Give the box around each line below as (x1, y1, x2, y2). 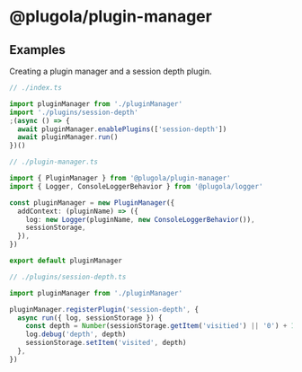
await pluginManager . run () (17, 133, 119, 142)
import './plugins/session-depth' (9, 108, 139, 117)
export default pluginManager (9, 256, 123, 265)
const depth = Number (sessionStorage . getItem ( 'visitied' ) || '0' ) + (25, 322, 288, 331)
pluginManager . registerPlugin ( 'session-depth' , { (9, 305, 200, 314)
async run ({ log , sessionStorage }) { (17, 313, 164, 323)
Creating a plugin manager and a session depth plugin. (9, 66, 213, 76)
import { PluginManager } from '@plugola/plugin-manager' (9, 173, 231, 182)
